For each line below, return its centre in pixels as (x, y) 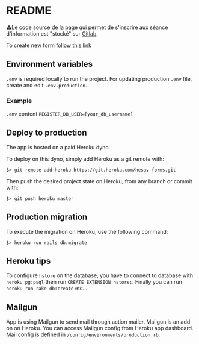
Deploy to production (47, 133)
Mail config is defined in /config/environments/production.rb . (83, 334)
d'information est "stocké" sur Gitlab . (52, 33)
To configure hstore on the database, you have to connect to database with (100, 275)
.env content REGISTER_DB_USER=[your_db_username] (70, 114)
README (29, 11)
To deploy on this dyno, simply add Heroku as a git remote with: (85, 159)
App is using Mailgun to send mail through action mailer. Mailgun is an (93, 322)
